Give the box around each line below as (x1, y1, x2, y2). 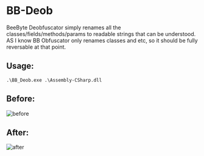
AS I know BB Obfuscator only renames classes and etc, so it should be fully (6, 37, 198, 44)
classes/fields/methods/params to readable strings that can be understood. (6, 30, 196, 37)
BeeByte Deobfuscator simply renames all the (6, 24, 121, 31)
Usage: (6, 61, 35, 71)
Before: (6, 94, 35, 104)
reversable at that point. (6, 43, 66, 51)
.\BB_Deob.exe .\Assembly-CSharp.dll (6, 77, 102, 83)
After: (6, 127, 29, 138)
